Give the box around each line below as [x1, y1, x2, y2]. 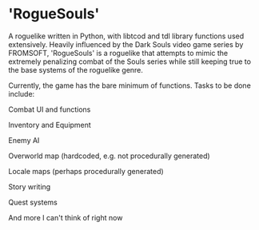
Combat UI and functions [8, 105, 91, 114]
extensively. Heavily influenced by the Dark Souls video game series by [8, 39, 244, 49]
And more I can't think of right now [8, 212, 123, 222]
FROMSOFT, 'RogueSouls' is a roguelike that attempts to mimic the [8, 48, 229, 57]
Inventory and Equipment [8, 120, 92, 129]
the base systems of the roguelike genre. [8, 65, 144, 74]
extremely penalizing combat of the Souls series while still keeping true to [8, 57, 252, 66]
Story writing [8, 181, 51, 192]
